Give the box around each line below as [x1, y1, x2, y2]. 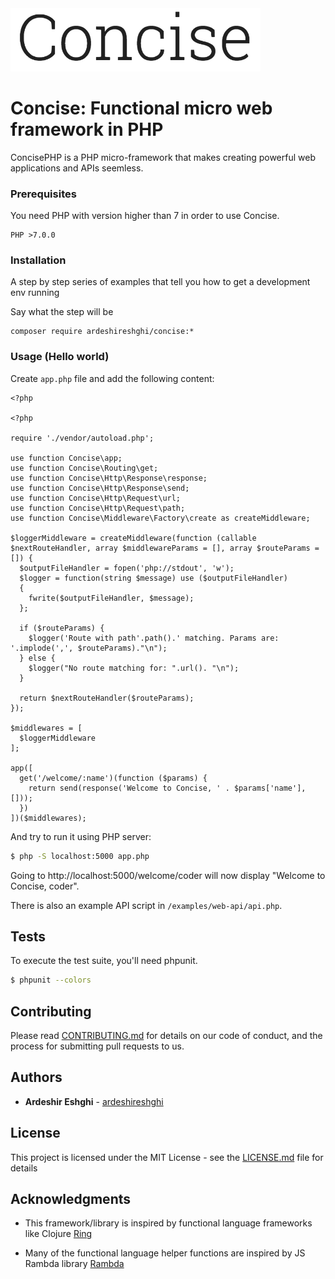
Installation [10, 253, 67, 267]
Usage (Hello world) [10, 350, 110, 364]
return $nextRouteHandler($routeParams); [19, 693, 195, 703]
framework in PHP [10, 118, 164, 141]
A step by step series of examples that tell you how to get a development [10, 276, 311, 288]
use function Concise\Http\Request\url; [10, 493, 182, 503]
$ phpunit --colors [10, 975, 92, 986]
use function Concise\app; [10, 453, 123, 463]
